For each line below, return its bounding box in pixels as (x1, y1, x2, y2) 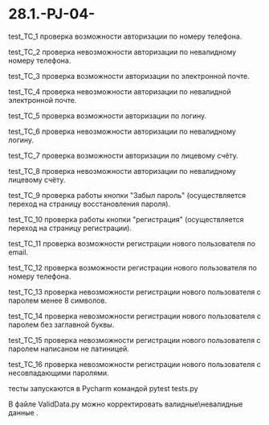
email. (8, 247, 29, 257)
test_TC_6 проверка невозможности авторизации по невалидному (8, 126, 237, 136)
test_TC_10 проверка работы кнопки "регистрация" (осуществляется (8, 214, 244, 224)
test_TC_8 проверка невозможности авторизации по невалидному (8, 166, 237, 175)
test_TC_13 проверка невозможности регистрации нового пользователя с (8, 287, 261, 296)
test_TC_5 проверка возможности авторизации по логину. (8, 110, 207, 121)
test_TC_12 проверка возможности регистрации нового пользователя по (8, 262, 257, 272)
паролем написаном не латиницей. (8, 344, 130, 353)
